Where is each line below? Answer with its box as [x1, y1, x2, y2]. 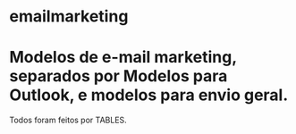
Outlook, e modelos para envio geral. [9, 85, 289, 105]
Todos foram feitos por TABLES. [9, 114, 127, 126]
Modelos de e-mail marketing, [9, 47, 237, 68]
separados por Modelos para [9, 66, 228, 87]
